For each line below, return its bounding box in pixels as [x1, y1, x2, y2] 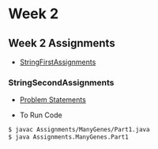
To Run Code [19, 110, 62, 120]
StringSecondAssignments [8, 77, 115, 88]
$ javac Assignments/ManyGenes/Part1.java [8, 126, 150, 134]
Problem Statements [19, 95, 87, 105]
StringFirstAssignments [19, 57, 96, 67]
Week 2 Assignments [8, 36, 116, 50]
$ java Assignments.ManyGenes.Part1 [8, 133, 129, 141]
